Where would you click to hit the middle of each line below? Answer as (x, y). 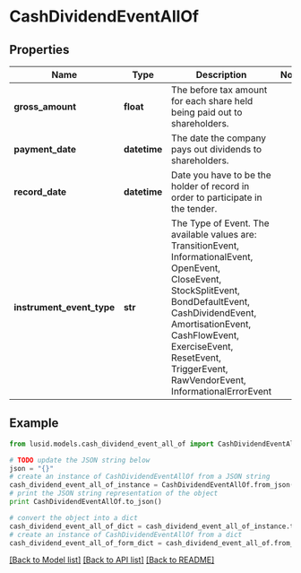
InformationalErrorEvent (221, 391)
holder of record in (211, 186)
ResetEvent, (197, 358)
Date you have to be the (221, 175)
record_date (40, 192)
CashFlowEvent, (205, 335)
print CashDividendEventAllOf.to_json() (86, 502)
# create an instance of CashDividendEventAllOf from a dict (126, 534)
